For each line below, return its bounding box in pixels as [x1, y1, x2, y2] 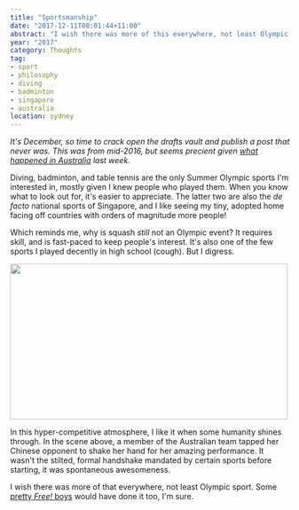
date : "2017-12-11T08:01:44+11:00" [10, 21, 142, 30]
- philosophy [10, 71, 59, 80]
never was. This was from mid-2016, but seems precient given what [10, 145, 258, 156]
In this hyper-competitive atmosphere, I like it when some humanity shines [10, 427, 282, 437]
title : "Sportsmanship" [10, 12, 98, 22]
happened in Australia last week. [10, 155, 131, 166]
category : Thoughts [10, 46, 83, 55]
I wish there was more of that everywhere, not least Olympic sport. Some [10, 482, 278, 492]
